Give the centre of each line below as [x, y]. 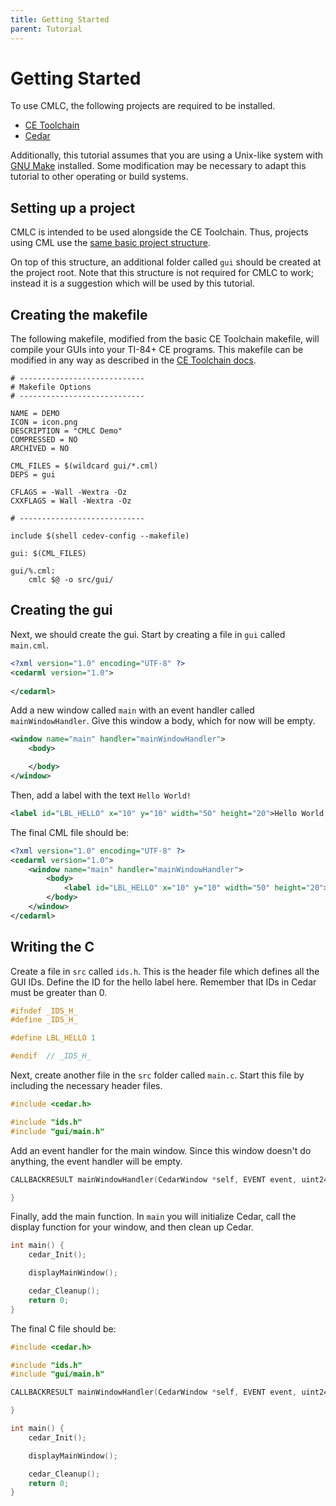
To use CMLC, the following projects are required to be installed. [143, 106]
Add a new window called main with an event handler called [132, 710]
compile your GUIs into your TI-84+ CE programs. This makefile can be [157, 350]
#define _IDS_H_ [44, 1020]
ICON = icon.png [44, 422]
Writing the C [52, 947]
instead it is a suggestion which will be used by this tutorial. [132, 283]
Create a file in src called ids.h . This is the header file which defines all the [165, 971]
